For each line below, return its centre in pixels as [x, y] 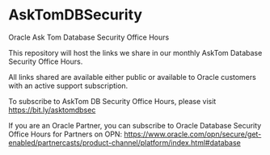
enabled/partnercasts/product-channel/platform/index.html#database [124, 142]
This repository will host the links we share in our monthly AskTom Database [135, 52]
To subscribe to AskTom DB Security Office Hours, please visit [112, 101]
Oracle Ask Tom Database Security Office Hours [89, 37]
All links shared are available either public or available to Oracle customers [132, 77]
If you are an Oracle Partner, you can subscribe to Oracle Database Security [135, 125]
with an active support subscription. [68, 86]
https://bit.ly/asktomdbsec [52, 110]
